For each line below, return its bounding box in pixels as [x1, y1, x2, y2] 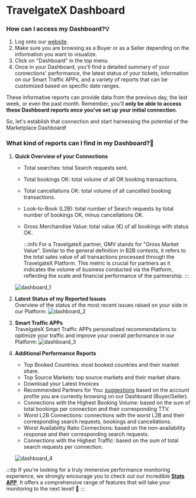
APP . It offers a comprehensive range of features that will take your [6, 478, 171, 486]
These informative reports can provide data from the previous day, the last [6, 94, 188, 101]
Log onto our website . [14, 38, 69, 45]
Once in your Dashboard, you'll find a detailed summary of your [14, 64, 170, 71]
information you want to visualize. [14, 51, 98, 58]
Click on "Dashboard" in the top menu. [14, 57, 110, 64]
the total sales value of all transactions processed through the [23, 253, 175, 260]
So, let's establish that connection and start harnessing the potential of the [6, 118, 188, 125]
